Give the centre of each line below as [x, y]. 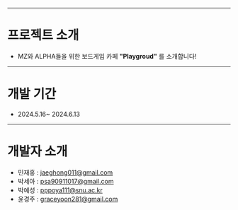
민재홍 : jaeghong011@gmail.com [65, 172]
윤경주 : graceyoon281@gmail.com [68, 199]
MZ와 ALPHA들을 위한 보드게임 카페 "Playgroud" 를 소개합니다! [107, 56]
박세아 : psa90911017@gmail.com [66, 181]
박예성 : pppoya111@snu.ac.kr [60, 190]
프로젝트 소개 [43, 35]
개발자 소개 [38, 152]
